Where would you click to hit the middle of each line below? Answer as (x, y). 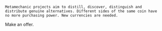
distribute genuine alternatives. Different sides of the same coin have (81, 11)
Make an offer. (19, 24)
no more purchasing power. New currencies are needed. (62, 15)
